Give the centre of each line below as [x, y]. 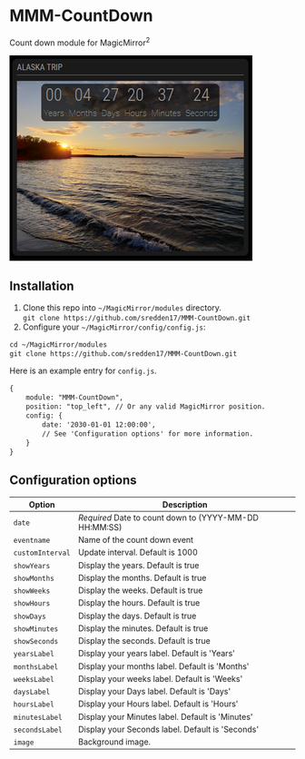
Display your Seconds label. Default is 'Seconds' [169, 729]
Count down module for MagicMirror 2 [80, 42]
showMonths [34, 578]
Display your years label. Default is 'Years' [157, 654]
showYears [32, 566]
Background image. [115, 742]
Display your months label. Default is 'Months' [164, 666]
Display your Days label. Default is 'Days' [155, 692]
